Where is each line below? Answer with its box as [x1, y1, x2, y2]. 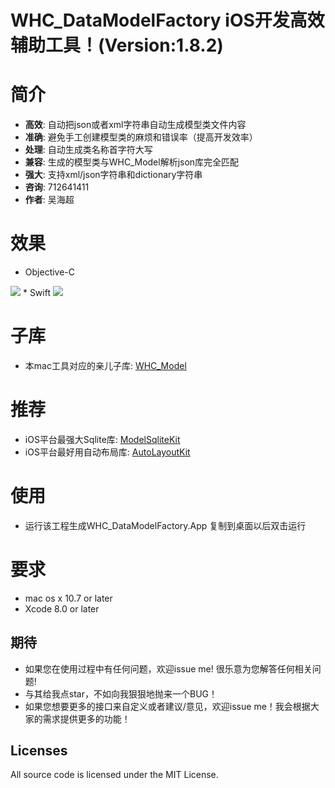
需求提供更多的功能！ [42, 712, 131, 725]
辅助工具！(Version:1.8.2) [10, 34, 224, 57]
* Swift [22, 287, 52, 299]
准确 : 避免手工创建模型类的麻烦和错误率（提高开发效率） [24, 131, 258, 143]
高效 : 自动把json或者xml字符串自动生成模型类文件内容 [24, 119, 247, 131]
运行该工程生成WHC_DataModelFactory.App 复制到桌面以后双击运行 [24, 519, 307, 531]
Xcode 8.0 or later [24, 602, 100, 615]
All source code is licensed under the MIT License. [10, 769, 219, 781]
